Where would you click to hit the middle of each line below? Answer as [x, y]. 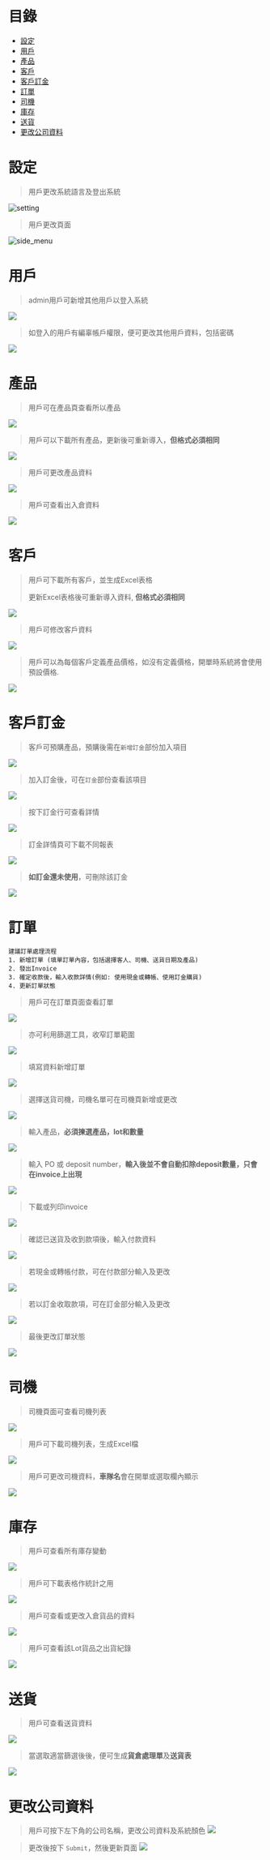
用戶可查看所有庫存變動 [67, 1551]
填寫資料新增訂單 [57, 1066]
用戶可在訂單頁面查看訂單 [71, 1001]
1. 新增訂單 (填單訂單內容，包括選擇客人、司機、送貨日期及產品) [103, 960]
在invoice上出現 [55, 1174]
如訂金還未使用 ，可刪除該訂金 [78, 876]
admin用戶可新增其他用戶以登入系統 [88, 300]
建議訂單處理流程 [33, 951]
